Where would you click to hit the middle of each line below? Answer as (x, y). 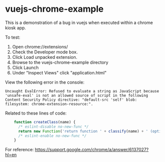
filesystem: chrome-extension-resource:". (49, 104)
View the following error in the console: (45, 82)
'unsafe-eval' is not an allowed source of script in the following (77, 95)
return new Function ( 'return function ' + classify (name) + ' (83, 131)
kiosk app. (15, 27)
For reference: (20, 150)
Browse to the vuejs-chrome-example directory (60, 62)
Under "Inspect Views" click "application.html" (59, 72)
